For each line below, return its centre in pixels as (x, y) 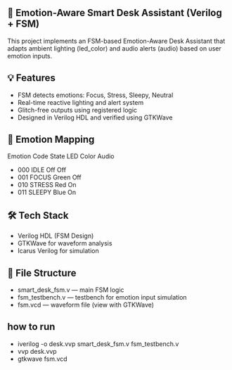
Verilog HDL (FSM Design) (56, 236)
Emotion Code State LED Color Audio (61, 156)
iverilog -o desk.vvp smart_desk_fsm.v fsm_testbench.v (98, 344)
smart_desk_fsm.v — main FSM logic (71, 290)
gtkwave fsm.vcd (43, 359)
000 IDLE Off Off (42, 170)
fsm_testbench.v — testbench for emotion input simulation (102, 298)
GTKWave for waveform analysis (65, 243)
